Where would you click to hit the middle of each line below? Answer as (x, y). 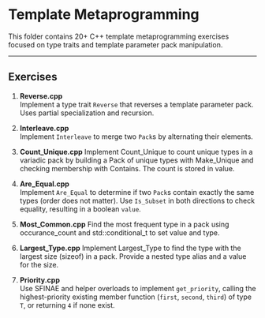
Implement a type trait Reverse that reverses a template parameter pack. (136, 104)
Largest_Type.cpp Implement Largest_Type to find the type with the (131, 248)
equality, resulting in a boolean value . (80, 209)
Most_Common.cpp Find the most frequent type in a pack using (124, 224)
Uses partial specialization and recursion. (87, 113)
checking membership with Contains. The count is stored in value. (127, 168)
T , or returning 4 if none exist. (67, 305)
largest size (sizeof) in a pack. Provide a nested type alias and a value (133, 256)
